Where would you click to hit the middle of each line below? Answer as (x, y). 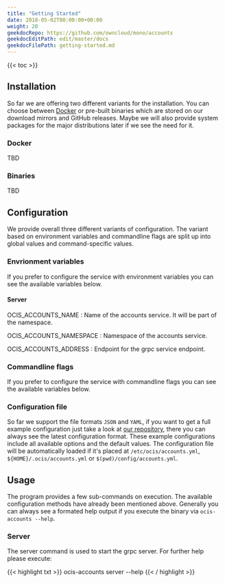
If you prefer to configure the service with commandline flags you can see (112, 382)
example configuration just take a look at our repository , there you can (106, 429)
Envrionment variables (46, 262)
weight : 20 (23, 26)
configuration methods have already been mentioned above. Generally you (113, 504)
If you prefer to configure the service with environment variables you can (110, 277)
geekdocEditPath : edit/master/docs (58, 39)
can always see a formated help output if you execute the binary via (103, 511)
